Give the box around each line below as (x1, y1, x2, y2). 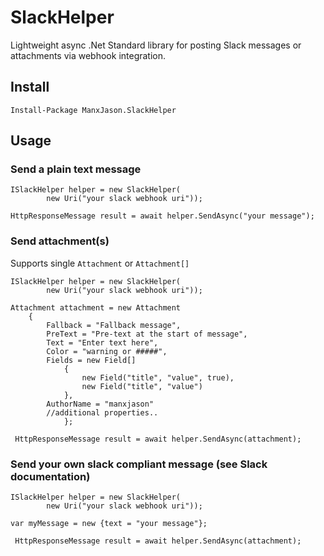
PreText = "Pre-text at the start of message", (46, 329, 248, 339)
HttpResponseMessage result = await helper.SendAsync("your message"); (10, 211, 315, 221)
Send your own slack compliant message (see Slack (10, 457, 268, 471)
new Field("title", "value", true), (81, 372, 235, 383)
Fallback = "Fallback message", (46, 320, 182, 330)
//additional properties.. (46, 407, 159, 418)
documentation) (10, 469, 91, 483)
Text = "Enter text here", (46, 337, 159, 348)
